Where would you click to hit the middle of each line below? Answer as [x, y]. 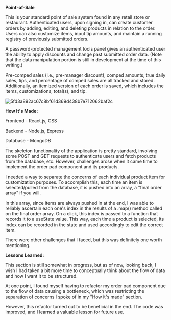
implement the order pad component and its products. [62, 167]
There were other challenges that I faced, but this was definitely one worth [84, 240]
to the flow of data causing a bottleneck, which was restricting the [75, 291]
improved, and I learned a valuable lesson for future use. [65, 312]
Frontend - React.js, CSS [31, 121]
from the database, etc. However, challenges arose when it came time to [81, 161]
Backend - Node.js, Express [34, 131]
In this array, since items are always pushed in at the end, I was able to [80, 203]
